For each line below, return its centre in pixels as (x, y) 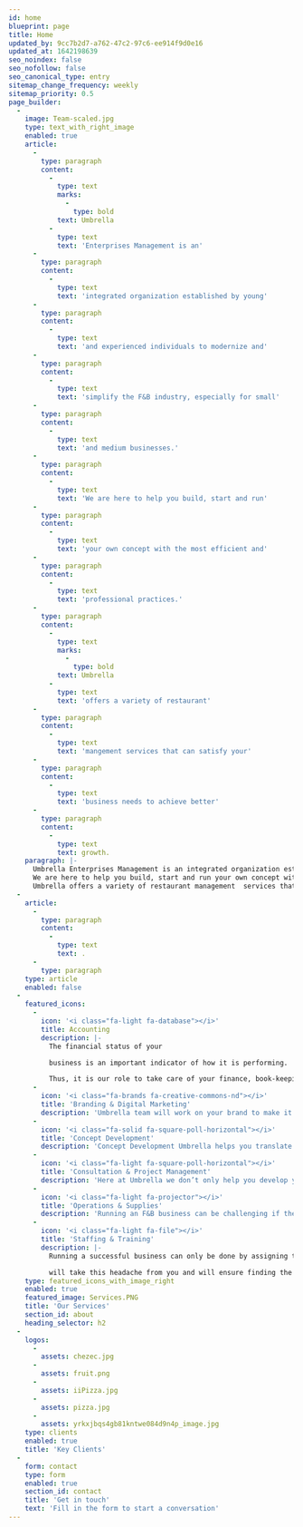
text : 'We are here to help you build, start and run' (162, 498)
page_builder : (35, 102)
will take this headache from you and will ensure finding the (170, 1272)
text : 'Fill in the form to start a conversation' (122, 1509)
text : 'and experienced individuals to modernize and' (162, 346)
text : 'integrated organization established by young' (162, 296)
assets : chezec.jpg (78, 1357)
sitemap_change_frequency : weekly (74, 85)
